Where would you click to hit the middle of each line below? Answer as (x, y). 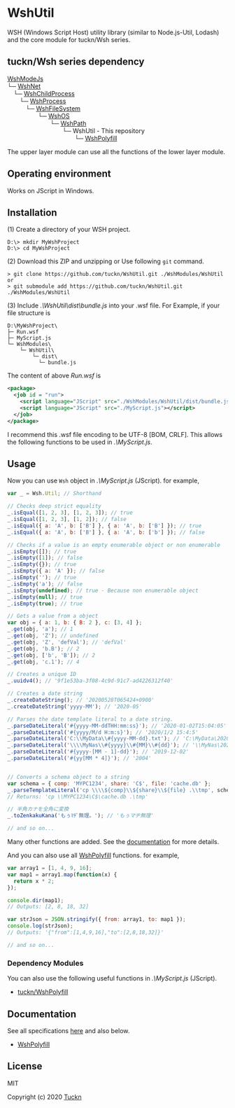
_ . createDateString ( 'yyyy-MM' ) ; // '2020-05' (74, 706)
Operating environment (59, 174)
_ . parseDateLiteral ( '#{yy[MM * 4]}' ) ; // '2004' (79, 759)
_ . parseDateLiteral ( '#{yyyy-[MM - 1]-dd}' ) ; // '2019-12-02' (98, 752)
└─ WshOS (54, 116)
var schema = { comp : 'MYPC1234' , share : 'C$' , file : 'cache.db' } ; (109, 783)
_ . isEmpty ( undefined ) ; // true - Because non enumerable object (103, 590)
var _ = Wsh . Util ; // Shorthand (54, 494)
